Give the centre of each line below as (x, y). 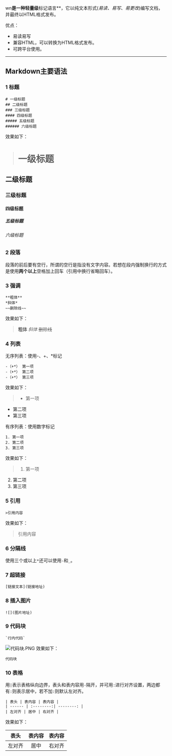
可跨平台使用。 (28, 49)
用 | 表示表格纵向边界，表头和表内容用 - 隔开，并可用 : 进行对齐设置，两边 (81, 685)
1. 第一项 (15, 437)
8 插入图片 (18, 601)
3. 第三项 (15, 448)
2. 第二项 (15, 443)
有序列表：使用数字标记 (30, 427)
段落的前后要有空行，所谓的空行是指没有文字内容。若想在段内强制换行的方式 (86, 264)
